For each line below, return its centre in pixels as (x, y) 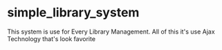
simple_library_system (73, 13)
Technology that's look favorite (51, 38)
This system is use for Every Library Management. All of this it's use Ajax (111, 32)
